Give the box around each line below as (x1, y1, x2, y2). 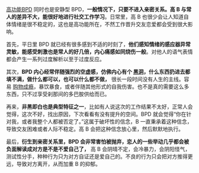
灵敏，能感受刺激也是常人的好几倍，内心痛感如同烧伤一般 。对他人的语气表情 (6, 48, 193, 55)
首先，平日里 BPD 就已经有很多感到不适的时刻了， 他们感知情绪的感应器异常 (6, 41, 191, 48)
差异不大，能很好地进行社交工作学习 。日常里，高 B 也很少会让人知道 (16, 13, 184, 20)
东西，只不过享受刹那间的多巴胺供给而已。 (6, 90, 110, 97)
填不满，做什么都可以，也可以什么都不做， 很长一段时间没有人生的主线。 (6, 76, 184, 83)
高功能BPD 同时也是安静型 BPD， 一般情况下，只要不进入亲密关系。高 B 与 (6, 6, 187, 12)
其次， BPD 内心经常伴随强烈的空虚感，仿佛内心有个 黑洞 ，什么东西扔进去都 (6, 68, 191, 75)
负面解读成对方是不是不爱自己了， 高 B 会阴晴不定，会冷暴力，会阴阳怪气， (6, 146, 191, 152)
